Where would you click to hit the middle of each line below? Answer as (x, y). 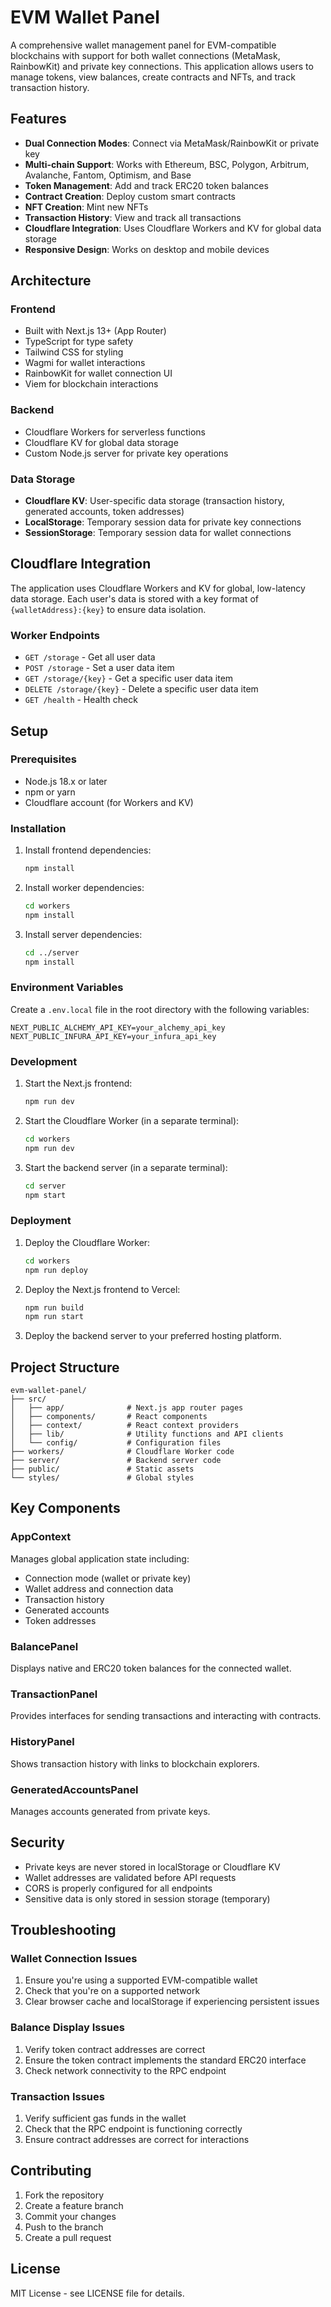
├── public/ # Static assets (102, 1469)
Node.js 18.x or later (66, 781)
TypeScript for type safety (79, 342)
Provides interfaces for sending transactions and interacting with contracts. (166, 1716)
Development (44, 1061)
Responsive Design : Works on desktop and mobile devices (147, 249)
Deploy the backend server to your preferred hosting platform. (153, 1336)
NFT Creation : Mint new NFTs (86, 207)
